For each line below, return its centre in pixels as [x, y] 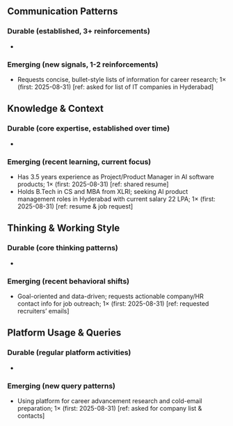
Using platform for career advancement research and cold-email [110, 401]
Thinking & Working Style [64, 228]
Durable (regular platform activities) [69, 352]
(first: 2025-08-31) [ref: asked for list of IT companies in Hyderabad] [115, 87]
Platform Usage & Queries [64, 333]
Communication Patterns [63, 11]
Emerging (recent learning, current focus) [79, 161]
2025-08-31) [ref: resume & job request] [75, 206]
